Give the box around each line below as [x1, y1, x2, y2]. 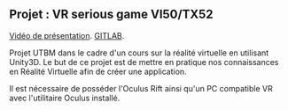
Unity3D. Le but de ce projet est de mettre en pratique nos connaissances [9, 56, 279, 67]
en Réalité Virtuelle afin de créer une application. [9, 66, 188, 77]
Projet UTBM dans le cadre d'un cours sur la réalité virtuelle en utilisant [9, 48, 269, 58]
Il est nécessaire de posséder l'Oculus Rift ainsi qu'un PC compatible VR [9, 83, 273, 93]
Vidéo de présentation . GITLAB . [9, 30, 125, 40]
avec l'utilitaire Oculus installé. [9, 92, 121, 103]
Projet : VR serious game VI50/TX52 [9, 7, 214, 22]
